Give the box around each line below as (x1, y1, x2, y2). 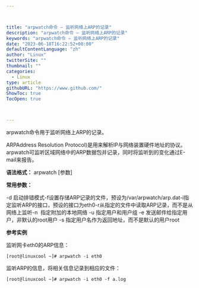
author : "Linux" (6, 52, 46, 58)
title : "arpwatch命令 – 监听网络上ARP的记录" (6, 24, 112, 30)
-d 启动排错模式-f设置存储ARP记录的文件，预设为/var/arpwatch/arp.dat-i (6, 194, 184, 201)
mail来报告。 (6, 156, 37, 163)
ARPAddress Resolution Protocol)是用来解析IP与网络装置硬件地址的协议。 (6, 141, 186, 148)
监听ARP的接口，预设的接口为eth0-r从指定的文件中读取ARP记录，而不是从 (11, 201, 193, 208)
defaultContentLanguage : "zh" (6, 46, 81, 52)
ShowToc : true (6, 90, 42, 97)
